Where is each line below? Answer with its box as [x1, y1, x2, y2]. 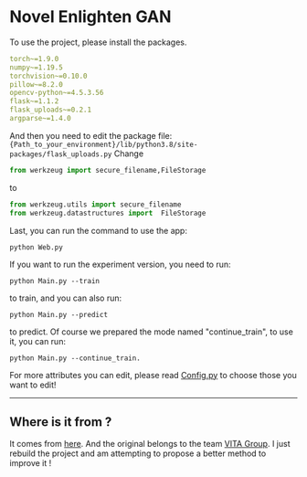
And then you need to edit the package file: [9, 130, 173, 141]
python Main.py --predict [9, 310, 108, 319]
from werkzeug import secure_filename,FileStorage [9, 165, 206, 175]
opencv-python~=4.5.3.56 [9, 89, 104, 98]
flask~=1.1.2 [9, 97, 59, 106]
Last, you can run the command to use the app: [9, 225, 187, 236]
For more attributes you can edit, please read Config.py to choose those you [9, 369, 297, 380]
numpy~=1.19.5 [9, 62, 64, 72]
